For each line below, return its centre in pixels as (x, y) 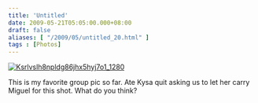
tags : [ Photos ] (35, 45)
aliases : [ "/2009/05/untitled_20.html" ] (79, 37)
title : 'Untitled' (38, 15)
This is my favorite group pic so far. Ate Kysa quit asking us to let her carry (129, 83)
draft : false (29, 30)
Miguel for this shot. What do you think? (73, 90)
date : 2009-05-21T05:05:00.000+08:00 (70, 23)
